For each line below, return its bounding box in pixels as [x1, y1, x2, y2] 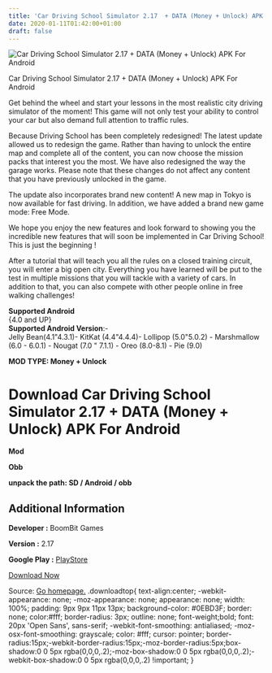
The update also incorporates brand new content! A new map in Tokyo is [8, 190, 252, 200]
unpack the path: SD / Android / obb [8, 478, 132, 488]
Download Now [8, 571, 60, 580]
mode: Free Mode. [8, 207, 71, 217]
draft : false [8, 27, 53, 35]
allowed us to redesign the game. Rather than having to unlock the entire [8, 140, 252, 150]
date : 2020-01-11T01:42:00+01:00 [8, 20, 122, 28]
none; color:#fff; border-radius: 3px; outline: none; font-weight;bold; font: [8, 612, 254, 622]
